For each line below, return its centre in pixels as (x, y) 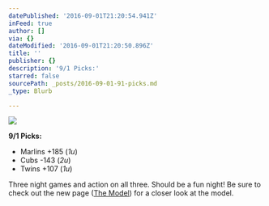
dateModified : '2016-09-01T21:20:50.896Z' (81, 46)
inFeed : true (30, 23)
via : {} (21, 38)
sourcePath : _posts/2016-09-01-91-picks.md (83, 83)
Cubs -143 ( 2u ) (45, 160)
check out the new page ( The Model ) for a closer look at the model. (121, 193)
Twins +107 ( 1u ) (46, 169)
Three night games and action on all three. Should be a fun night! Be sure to (135, 185)
